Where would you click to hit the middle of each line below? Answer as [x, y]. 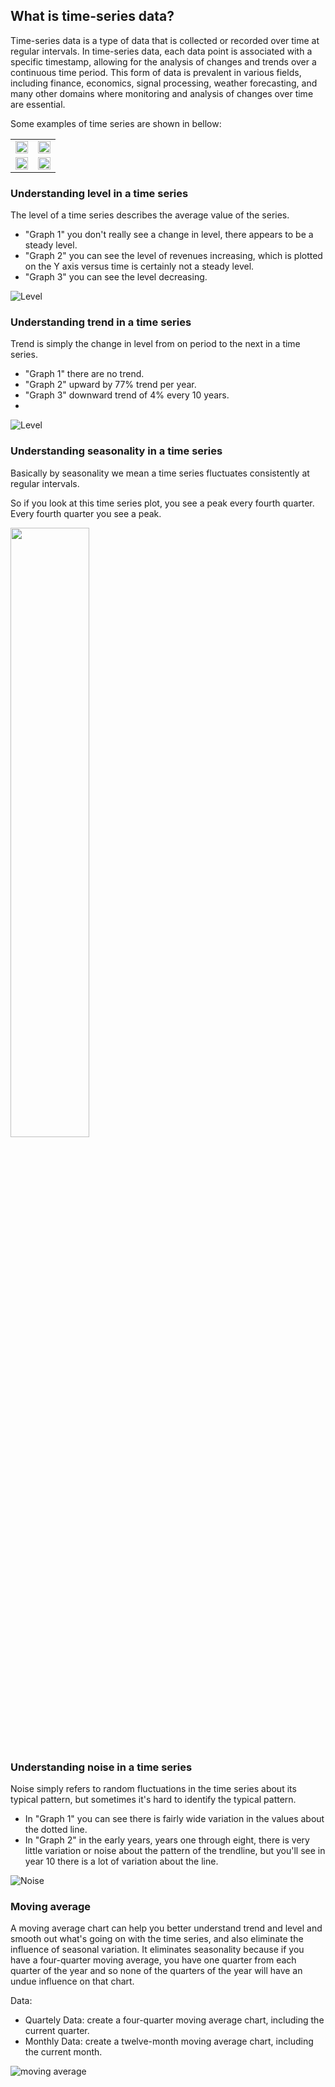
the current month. [63, 2052]
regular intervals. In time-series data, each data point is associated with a [161, 51]
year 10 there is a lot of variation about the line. [121, 1861]
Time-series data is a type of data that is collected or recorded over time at [165, 40]
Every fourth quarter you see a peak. [86, 513]
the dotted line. [56, 1829]
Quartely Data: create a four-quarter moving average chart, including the [174, 2020]
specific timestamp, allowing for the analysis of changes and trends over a [163, 61]
